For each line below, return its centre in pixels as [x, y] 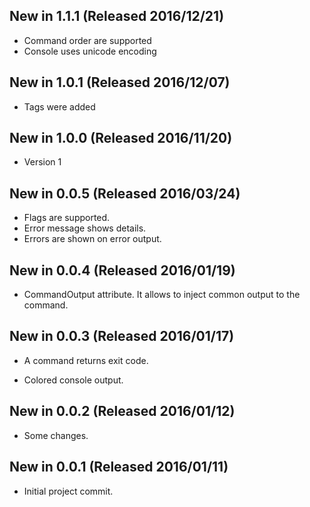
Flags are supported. [67, 218]
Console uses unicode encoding [90, 51]
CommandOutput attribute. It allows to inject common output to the [162, 295]
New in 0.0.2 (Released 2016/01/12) [122, 411]
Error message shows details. [85, 228]
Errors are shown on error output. [92, 239]
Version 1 [42, 162]
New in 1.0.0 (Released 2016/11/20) [121, 138]
